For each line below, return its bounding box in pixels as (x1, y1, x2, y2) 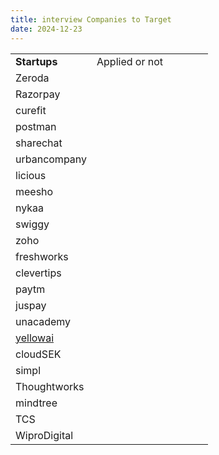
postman (15, 119, 57, 133)
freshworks (15, 249, 69, 263)
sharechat (15, 136, 63, 150)
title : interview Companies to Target (10, 14, 172, 25)
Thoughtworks (15, 379, 85, 393)
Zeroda (15, 71, 50, 85)
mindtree (15, 396, 58, 410)
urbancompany (15, 152, 88, 166)
